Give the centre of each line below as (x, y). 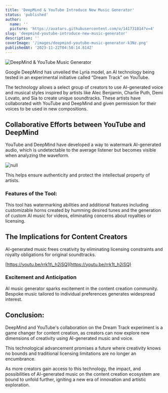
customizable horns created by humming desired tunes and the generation (83, 210)
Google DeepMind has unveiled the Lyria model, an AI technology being (80, 72)
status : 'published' (27, 15)
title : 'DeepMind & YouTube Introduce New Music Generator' (70, 10)
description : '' (22, 39)
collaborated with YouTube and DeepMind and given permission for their (81, 103)
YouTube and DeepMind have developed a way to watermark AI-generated (83, 145)
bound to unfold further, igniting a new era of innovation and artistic (76, 379)
